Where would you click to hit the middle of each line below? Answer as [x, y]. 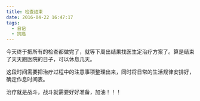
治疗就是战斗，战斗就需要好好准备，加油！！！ [64, 92]
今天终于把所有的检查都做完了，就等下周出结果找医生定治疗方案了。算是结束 [100, 52]
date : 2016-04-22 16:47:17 [40, 17]
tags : [13, 23]
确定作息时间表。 [27, 79]
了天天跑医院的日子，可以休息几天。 [51, 59]
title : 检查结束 [24, 12]
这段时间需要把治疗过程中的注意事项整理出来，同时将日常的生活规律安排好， [100, 72]
